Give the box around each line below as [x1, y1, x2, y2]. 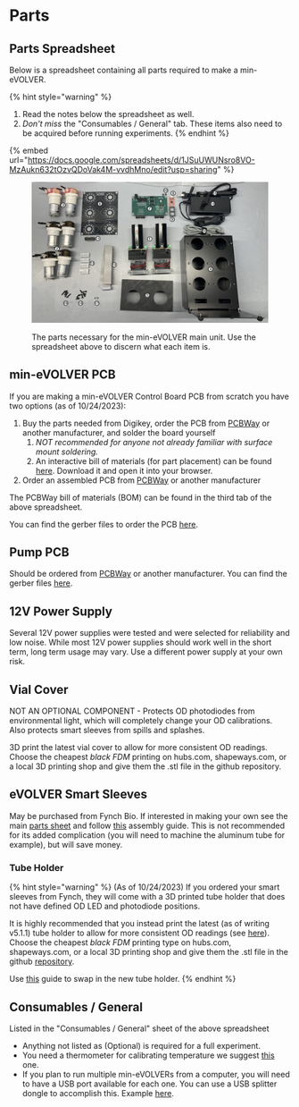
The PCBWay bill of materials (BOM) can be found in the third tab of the [9, 492, 272, 503]
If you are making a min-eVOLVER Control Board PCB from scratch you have [9, 391, 290, 401]
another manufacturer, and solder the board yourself [21, 427, 216, 438]
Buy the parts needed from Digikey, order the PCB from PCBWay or [21, 418, 270, 428]
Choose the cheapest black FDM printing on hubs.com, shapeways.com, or [9, 752, 287, 762]
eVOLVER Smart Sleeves [9, 787, 147, 802]
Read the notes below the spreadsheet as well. [21, 109, 195, 119]
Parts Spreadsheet [9, 41, 116, 56]
